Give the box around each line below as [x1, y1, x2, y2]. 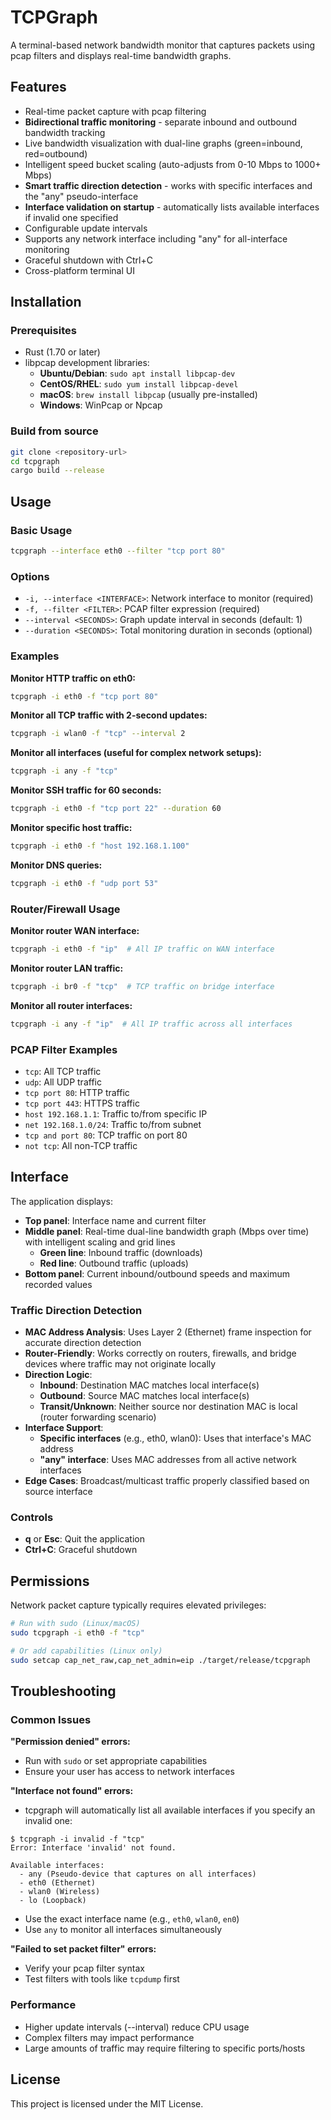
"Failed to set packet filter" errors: [10, 1943, 157, 1955]
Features [10, 79, 67, 96]
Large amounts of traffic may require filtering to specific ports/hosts [24, 2042, 306, 2054]
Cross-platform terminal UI [24, 264, 135, 276]
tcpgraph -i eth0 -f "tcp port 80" [10, 691, 159, 701]
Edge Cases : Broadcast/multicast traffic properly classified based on [24, 1475, 310, 1487]
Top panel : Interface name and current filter [24, 1214, 207, 1226]
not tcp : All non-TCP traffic [24, 1139, 138, 1151]
